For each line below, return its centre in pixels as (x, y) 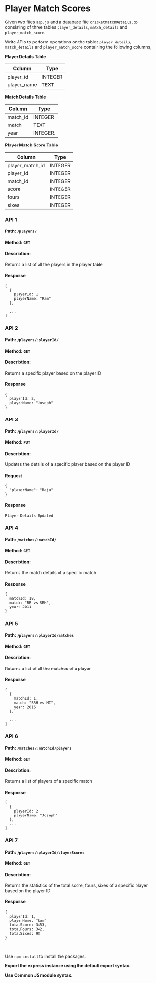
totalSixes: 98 (25, 933)
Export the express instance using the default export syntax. (68, 965)
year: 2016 (25, 707)
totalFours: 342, (27, 929)
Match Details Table (26, 97)
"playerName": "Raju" (31, 490)
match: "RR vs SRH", (30, 603)
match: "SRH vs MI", (35, 703)
